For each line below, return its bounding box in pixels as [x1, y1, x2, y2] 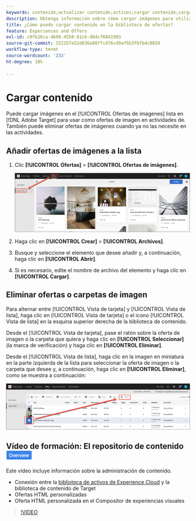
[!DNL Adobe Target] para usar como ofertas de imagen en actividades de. [6, 116, 186, 124]
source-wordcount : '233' [6, 53, 66, 59]
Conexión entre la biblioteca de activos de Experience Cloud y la [14, 479, 170, 486]
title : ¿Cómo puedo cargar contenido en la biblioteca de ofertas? [6, 22, 174, 28]
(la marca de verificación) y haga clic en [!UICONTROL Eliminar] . [6, 341, 163, 348]
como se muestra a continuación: [6, 372, 86, 379]
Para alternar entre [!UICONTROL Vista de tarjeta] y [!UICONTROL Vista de [6, 305, 185, 313]
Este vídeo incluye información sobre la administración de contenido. [6, 467, 172, 474]
